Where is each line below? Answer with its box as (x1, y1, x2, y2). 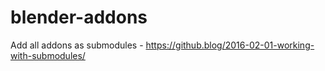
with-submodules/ (10, 49, 86, 61)
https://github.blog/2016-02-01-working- (145, 39, 315, 51)
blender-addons (10, 6, 148, 29)
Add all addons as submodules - (10, 39, 144, 51)
